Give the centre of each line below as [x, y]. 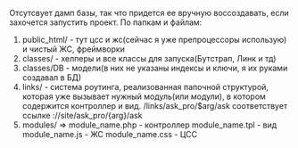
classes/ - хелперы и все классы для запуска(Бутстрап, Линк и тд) [149, 58]
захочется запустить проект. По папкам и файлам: [106, 22]
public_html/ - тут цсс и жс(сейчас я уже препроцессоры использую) [154, 40]
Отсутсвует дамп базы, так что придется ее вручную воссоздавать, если [149, 13]
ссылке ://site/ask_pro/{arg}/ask [82, 115]
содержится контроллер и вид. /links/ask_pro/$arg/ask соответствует [155, 106]
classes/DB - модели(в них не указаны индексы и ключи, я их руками [155, 68]
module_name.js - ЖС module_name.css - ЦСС [110, 134]
